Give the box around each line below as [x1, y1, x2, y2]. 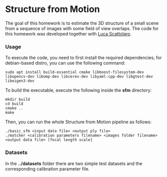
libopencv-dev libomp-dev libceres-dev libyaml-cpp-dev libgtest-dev [5, 74, 153, 79]
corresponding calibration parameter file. [5, 165, 90, 171]
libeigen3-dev [5, 79, 35, 84]
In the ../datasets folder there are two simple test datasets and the [5, 160, 142, 166]
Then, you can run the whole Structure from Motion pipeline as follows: [5, 119, 152, 125]
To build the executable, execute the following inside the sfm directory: [5, 87, 152, 93]
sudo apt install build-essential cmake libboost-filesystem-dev [5, 70, 144, 75]
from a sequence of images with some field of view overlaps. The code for [5, 25, 159, 31]
